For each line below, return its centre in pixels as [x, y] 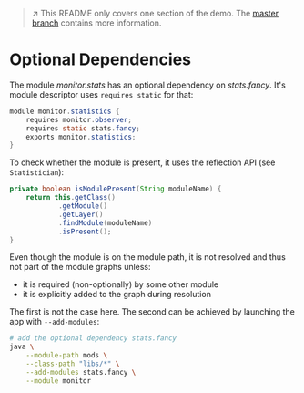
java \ [22, 347]
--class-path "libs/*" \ [73, 364]
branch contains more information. [96, 23]
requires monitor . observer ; [79, 119]
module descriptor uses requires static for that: [101, 94]
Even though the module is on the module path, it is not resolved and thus [148, 257]
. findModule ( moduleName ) [105, 222]
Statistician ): [37, 172]
